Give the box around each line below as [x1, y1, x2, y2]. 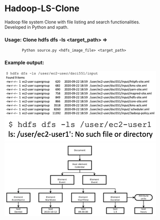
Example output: [4, 59, 45, 66]
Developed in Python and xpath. [4, 24, 69, 30]
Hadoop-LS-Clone [4, 3, 80, 14]
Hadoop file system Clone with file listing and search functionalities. [4, 19, 140, 25]
